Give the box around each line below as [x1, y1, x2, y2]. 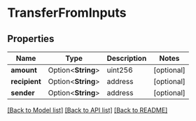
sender [10, 88, 35, 97]
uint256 [106, 65, 133, 75]
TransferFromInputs [7, 5, 127, 21]
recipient [10, 77, 42, 86]
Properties [7, 33, 55, 45]
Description [106, 54, 147, 63]
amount [10, 65, 37, 75]
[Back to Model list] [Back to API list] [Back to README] [7, 106, 168, 114]
